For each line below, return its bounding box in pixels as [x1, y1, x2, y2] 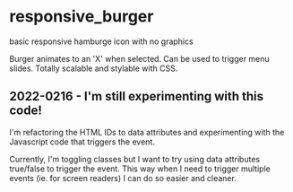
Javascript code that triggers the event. [9, 136, 155, 147]
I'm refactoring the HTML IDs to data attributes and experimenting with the [9, 127, 285, 137]
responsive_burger [9, 6, 154, 27]
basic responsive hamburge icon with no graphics [9, 36, 194, 47]
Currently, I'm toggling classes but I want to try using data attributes [9, 153, 261, 164]
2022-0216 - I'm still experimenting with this [9, 89, 264, 104]
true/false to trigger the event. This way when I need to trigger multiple [9, 163, 271, 174]
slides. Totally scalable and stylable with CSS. [9, 63, 178, 74]
